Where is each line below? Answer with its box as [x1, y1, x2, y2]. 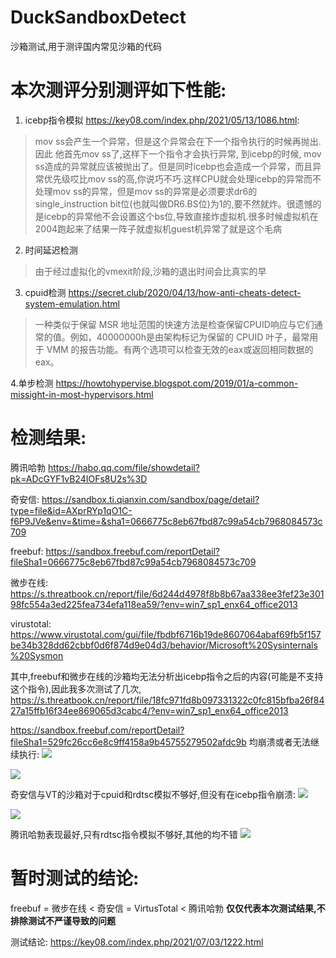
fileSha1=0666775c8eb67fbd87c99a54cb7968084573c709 [10, 556, 257, 568]
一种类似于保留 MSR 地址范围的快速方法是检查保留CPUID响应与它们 [34, 318, 315, 330]
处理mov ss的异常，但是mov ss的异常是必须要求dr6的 [34, 185, 258, 197]
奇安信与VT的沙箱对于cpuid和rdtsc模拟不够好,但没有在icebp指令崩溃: [10, 788, 296, 800]
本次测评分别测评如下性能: [10, 79, 227, 102]
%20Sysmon [10, 649, 64, 661]
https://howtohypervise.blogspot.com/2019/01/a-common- [55, 377, 299, 389]
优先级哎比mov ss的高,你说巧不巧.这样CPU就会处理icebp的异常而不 [43, 172, 322, 185]
